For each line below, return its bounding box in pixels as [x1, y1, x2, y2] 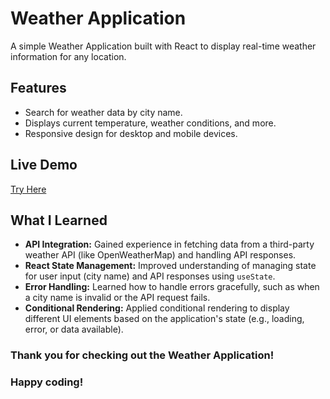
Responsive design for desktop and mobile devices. [24, 127, 238, 139]
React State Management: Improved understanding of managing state [24, 260, 317, 272]
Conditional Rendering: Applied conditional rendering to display [24, 302, 290, 314]
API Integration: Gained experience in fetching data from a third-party [24, 238, 315, 251]
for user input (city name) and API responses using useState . [24, 270, 276, 282]
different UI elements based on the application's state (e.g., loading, [24, 313, 305, 325]
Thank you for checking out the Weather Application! [10, 348, 275, 362]
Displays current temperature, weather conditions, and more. [24, 117, 277, 129]
